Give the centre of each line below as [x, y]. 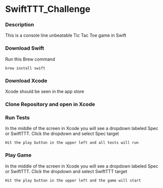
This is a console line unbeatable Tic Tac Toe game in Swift [66, 35]
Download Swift [25, 48]
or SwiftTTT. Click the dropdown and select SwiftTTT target [66, 171]
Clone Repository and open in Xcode [50, 104]
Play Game [18, 155]
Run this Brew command [30, 59]
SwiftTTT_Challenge [48, 9]
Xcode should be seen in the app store [45, 92]
